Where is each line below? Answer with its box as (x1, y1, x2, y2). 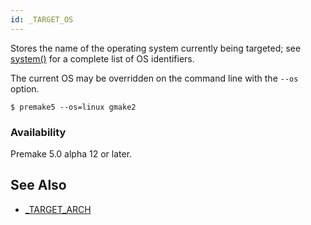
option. (10, 82, 40, 95)
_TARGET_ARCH (24, 203, 92, 215)
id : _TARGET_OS (10, 14, 74, 25)
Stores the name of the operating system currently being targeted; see (10, 42, 302, 54)
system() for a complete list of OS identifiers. (10, 52, 195, 65)
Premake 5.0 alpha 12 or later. (10, 147, 133, 160)
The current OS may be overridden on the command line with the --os (10, 72, 299, 84)
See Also (10, 177, 67, 194)
